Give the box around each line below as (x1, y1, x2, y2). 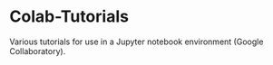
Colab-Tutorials (9, 6, 130, 27)
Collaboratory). (9, 45, 66, 56)
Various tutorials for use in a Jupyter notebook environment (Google (9, 36, 264, 47)
